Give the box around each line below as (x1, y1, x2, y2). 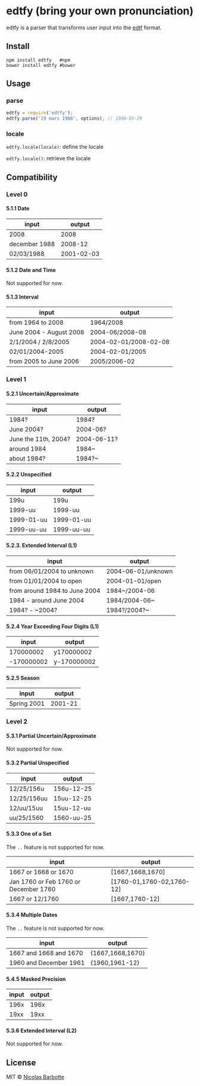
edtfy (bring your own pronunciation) (6, 4, 194, 18)
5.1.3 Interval (6, 293, 39, 300)
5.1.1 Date (6, 205, 30, 212)
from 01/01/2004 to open (9, 577, 82, 585)
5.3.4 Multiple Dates (6, 911, 58, 919)
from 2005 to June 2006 (9, 357, 79, 366)
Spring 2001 (9, 699, 45, 708)
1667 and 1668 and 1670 (9, 949, 83, 957)
